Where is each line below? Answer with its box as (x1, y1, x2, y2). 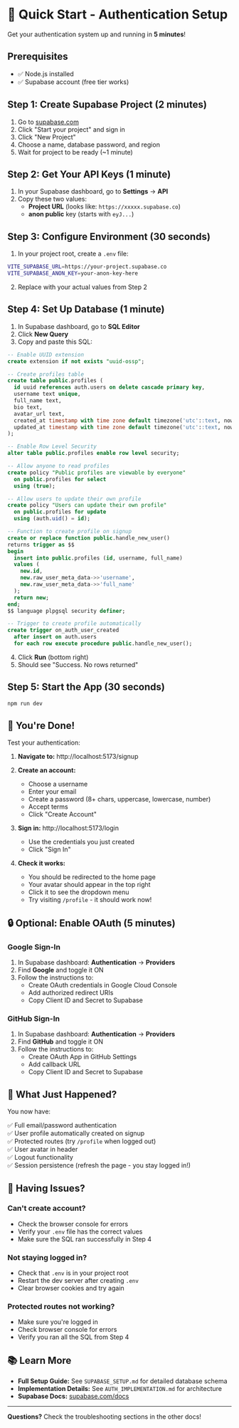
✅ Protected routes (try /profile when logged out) (7, 1137, 156, 1145)
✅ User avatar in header (7, 1145, 78, 1154)
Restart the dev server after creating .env (17, 1276, 139, 1285)
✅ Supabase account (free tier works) (17, 78, 129, 86)
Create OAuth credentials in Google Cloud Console (28, 981, 178, 989)
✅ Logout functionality (7, 1153, 73, 1162)
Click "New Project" (17, 132, 76, 141)
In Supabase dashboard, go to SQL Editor (17, 322, 140, 330)
